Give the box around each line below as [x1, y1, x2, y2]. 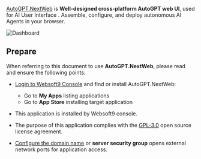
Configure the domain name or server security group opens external [14, 139, 186, 146]
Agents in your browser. [6, 18, 65, 25]
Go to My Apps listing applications [23, 92, 110, 99]
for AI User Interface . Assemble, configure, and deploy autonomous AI [6, 11, 182, 19]
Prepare [6, 47, 37, 57]
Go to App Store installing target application [23, 98, 133, 105]
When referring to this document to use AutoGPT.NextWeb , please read [6, 62, 186, 69]
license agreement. [14, 128, 63, 135]
